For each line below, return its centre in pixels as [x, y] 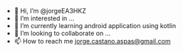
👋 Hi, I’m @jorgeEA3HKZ [50, 11]
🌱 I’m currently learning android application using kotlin [95, 26]
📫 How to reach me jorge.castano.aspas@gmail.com [92, 41]
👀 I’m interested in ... [44, 18]
